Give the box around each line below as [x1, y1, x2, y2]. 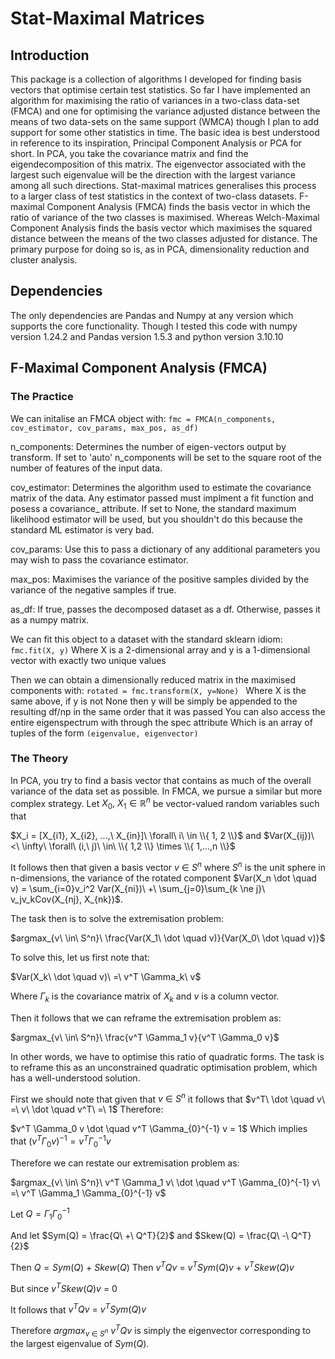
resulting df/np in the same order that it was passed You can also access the [10, 705, 326, 717]
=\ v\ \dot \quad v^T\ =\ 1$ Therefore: [10, 1103, 164, 1116]
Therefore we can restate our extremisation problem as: [10, 1157, 240, 1169]
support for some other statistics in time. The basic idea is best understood [10, 127, 320, 138]
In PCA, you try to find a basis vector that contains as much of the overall [10, 774, 312, 786]
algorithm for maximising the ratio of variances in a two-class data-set [10, 95, 300, 106]
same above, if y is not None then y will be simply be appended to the [10, 695, 298, 707]
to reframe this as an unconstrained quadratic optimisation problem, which [10, 1061, 318, 1073]
